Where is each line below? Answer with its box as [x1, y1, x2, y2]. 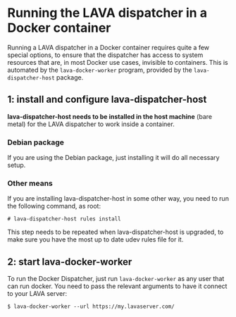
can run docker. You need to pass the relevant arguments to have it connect [7, 282, 228, 290]
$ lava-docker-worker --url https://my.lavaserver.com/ [7, 303, 175, 311]
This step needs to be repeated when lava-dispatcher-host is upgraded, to [7, 228, 224, 237]
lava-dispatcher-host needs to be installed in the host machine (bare [7, 112, 213, 120]
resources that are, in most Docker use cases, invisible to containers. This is [7, 58, 228, 66]
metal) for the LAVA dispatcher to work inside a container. [7, 120, 175, 128]
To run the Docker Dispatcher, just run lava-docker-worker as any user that [7, 275, 225, 283]
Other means [7, 178, 53, 188]
